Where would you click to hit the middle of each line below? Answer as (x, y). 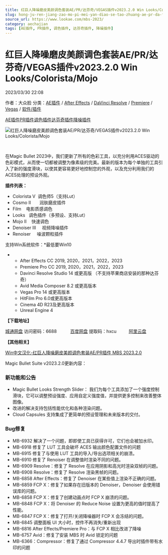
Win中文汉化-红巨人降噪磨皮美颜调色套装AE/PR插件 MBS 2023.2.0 (73, 353)
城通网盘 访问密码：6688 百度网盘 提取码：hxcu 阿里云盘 (76, 331)
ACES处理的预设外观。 (28, 175)
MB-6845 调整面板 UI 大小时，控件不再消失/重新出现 (66, 522)
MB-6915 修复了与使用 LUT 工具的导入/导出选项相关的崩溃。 (75, 453)
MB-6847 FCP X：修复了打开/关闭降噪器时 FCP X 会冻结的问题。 (79, 516)
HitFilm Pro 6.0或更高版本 (46, 298)
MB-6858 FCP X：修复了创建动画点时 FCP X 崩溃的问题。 (72, 497)
